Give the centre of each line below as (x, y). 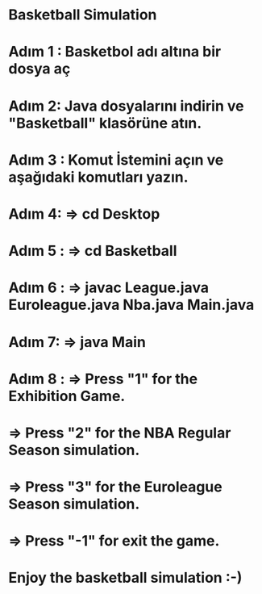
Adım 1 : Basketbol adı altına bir (115, 52)
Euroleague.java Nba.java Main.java (131, 305)
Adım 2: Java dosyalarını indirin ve (126, 106)
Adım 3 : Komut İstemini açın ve (116, 160)
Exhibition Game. (67, 396)
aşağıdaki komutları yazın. (98, 177)
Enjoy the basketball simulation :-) (125, 578)
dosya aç (40, 69)
